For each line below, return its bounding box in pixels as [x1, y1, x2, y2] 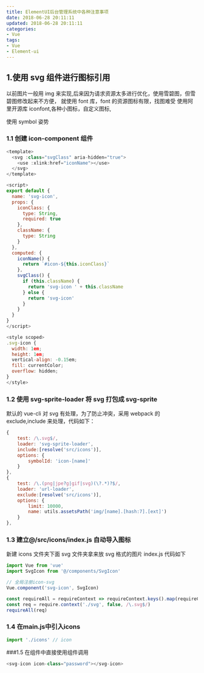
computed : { [12, 250, 42, 256]
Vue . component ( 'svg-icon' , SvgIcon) [6, 584, 99, 591]
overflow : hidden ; [12, 368, 59, 374]
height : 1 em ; [12, 351, 45, 357]
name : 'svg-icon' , [12, 193, 59, 199]
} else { [22, 289, 45, 295]
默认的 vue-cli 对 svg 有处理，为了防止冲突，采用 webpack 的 [6, 410, 160, 417]
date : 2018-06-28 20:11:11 [6, 15, 75, 21]
